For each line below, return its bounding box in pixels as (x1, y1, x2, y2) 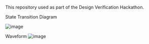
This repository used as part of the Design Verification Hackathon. (5, 4, 144, 10)
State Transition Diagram (5, 14, 57, 19)
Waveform (5, 33, 27, 39)
